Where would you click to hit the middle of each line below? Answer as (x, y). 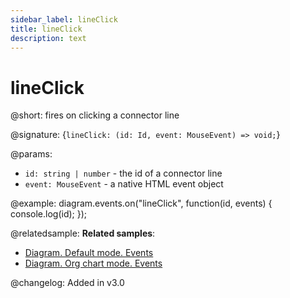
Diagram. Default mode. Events (89, 253)
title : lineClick (46, 29)
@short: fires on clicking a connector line (95, 115)
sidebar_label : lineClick (64, 19)
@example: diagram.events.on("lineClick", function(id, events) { (141, 203)
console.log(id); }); (49, 214)
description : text (48, 38)
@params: (31, 154)
